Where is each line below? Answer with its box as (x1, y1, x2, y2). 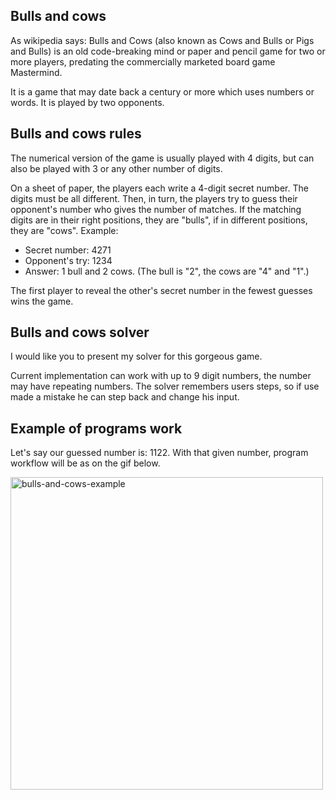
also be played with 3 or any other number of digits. (10, 162, 223, 174)
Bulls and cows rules (10, 125, 142, 143)
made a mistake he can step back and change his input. (10, 391, 240, 403)
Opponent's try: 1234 (24, 254, 113, 266)
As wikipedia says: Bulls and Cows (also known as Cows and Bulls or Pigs (10, 34, 315, 46)
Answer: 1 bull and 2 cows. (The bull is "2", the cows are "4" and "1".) (24, 265, 310, 277)
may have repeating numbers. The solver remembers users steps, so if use (10, 380, 320, 393)
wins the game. (10, 295, 74, 307)
